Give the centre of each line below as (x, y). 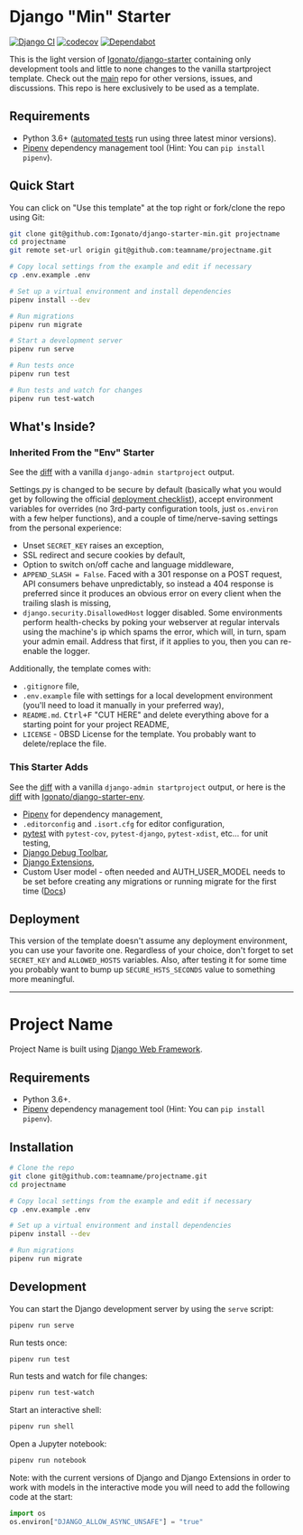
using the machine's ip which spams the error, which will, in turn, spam (154, 632)
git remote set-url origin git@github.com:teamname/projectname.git (141, 250)
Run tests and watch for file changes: (78, 1376)
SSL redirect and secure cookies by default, (104, 555)
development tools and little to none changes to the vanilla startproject (140, 69)
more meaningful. (42, 979)
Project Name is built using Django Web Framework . (106, 1049)
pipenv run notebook (48, 1461)
